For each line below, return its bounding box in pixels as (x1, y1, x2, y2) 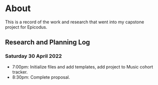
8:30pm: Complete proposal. (12, 74, 70, 80)
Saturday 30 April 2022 (5, 53, 62, 60)
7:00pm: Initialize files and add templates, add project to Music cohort (12, 64, 153, 69)
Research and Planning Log (5, 38, 90, 47)
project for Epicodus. (5, 24, 47, 30)
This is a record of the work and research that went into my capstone (5, 19, 144, 25)
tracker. (12, 69, 28, 75)
